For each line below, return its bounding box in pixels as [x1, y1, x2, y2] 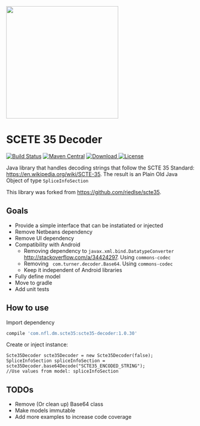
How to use [6, 303, 49, 313]
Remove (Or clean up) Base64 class [14, 401, 103, 408]
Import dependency [6, 319, 55, 326]
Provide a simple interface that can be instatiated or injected [14, 222, 164, 229]
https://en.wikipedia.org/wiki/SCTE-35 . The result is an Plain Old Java [6, 170, 178, 177]
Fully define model [14, 273, 61, 280]
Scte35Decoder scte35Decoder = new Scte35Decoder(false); [6, 353, 153, 359]
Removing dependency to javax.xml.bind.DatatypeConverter [23, 247, 174, 254]
